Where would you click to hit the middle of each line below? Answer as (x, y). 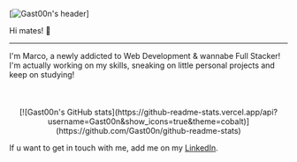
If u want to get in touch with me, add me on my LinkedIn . (114, 148)
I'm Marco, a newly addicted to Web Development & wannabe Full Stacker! (145, 56)
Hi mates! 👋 (30, 30)
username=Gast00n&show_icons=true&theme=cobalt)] (148, 121)
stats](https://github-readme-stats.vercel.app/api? (186, 112)
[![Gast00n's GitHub (56, 112)
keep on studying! (42, 74)
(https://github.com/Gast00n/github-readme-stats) (148, 131)
